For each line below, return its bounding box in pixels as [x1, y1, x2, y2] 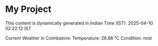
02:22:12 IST [5, 25, 32, 31]
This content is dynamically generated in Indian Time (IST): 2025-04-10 [5, 20, 153, 26]
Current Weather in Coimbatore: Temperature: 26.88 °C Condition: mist [5, 35, 152, 41]
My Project [5, 3, 52, 15]
